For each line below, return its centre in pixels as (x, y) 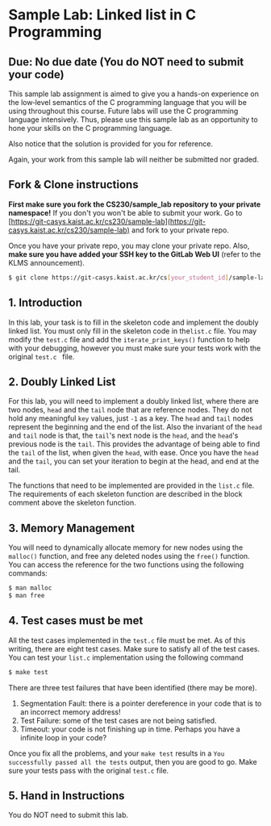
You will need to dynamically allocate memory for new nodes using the (126, 547)
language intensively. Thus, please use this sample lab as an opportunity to (133, 119)
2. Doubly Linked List (62, 382)
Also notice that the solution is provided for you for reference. (111, 144)
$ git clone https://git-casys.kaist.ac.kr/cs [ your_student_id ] (119, 277)
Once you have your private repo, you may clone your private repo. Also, (129, 245)
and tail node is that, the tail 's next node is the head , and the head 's (123, 436)
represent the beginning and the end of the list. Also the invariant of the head (135, 427)
